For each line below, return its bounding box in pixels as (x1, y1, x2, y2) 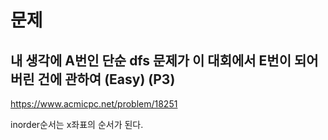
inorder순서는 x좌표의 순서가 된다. (10, 119, 144, 130)
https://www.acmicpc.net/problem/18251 (10, 98, 178, 110)
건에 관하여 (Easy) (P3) (37, 71, 176, 88)
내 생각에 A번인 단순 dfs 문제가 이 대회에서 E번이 (10, 52, 292, 69)
